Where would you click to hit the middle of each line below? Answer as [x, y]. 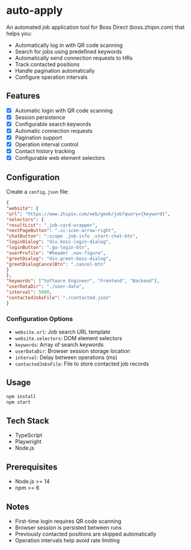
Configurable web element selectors [60, 158]
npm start [19, 402]
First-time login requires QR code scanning [68, 521]
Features [23, 96]
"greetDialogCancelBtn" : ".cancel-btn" [56, 264]
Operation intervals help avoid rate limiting [67, 540]
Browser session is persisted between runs [68, 527]
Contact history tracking [45, 151]
